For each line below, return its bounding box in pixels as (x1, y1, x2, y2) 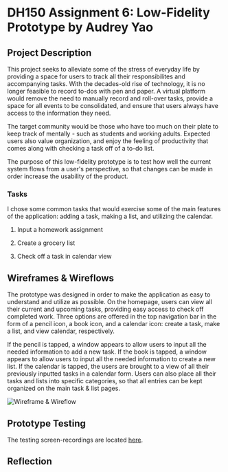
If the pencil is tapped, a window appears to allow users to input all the (7, 341, 207, 349)
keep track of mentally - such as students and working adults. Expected (7, 129, 211, 138)
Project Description (7, 47, 92, 58)
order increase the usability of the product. (7, 172, 128, 180)
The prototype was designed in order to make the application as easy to (7, 290, 211, 299)
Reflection (7, 455, 53, 467)
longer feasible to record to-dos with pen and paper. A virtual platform (7, 87, 206, 95)
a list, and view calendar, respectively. (7, 327, 115, 335)
